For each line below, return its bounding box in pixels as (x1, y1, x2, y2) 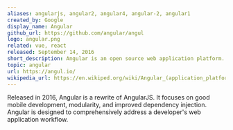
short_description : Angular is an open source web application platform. (7, 55, 225, 62)
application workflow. (7, 115, 69, 124)
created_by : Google (7, 17, 64, 24)
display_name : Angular (7, 23, 73, 30)
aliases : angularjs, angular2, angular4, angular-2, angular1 (7, 10, 191, 17)
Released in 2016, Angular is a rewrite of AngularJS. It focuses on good (7, 93, 210, 102)
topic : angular (7, 62, 51, 68)
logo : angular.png (7, 36, 60, 43)
